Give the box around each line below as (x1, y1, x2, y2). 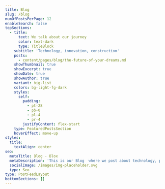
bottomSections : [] (5, 177, 45, 182)
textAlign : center (14, 145, 52, 150)
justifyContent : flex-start (23, 122, 80, 126)
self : (18, 94, 29, 99)
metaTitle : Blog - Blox (9, 154, 58, 158)
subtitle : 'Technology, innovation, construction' (14, 48, 120, 53)
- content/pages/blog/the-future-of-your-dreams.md (18, 58, 126, 63)
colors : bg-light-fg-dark (14, 85, 67, 90)
